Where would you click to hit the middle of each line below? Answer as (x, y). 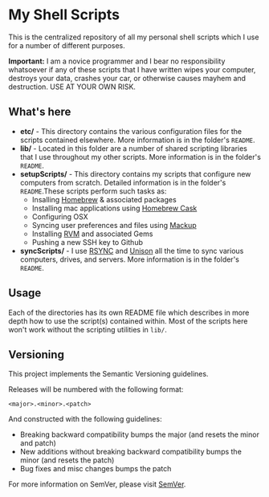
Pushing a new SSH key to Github (87, 242)
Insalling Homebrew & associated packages (104, 199)
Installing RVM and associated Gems (92, 234)
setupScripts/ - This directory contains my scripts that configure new (135, 173)
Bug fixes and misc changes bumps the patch (96, 469)
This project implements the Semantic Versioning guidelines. (108, 374)
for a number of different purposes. (67, 45)
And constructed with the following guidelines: (85, 419)
